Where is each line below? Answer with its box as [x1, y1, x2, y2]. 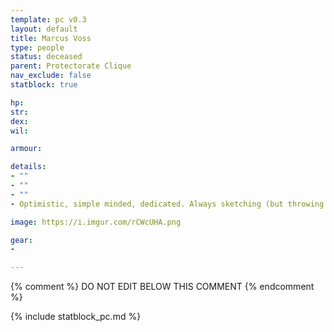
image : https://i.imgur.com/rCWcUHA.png [10, 217, 182, 227]
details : [10, 162, 47, 172]
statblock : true [10, 80, 78, 90]
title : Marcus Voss [10, 33, 92, 43]
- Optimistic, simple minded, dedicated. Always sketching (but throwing [10, 199, 325, 209]
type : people [10, 42, 65, 53]
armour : [10, 144, 43, 154]
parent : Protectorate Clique [10, 61, 132, 71]
